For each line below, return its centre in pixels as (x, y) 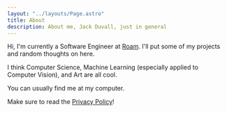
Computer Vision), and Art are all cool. (62, 75)
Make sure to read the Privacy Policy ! (61, 102)
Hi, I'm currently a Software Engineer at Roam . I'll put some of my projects (114, 47)
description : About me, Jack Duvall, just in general (87, 27)
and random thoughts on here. (51, 54)
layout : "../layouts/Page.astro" (56, 14)
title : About (26, 20)
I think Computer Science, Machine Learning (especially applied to (103, 68)
